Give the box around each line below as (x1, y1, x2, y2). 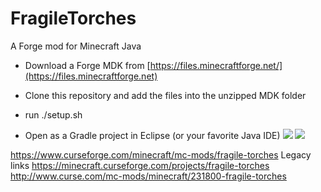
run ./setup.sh (24, 108, 83, 121)
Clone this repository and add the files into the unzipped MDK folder (24, 89, 307, 101)
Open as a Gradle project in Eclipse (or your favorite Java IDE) (24, 129, 281, 141)
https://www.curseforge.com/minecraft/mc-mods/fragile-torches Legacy (10, 148, 312, 161)
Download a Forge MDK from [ (24, 59, 151, 71)
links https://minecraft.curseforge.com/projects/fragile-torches (10, 159, 270, 171)
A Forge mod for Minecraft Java (10, 40, 142, 52)
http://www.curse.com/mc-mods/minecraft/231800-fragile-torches (10, 170, 287, 182)
